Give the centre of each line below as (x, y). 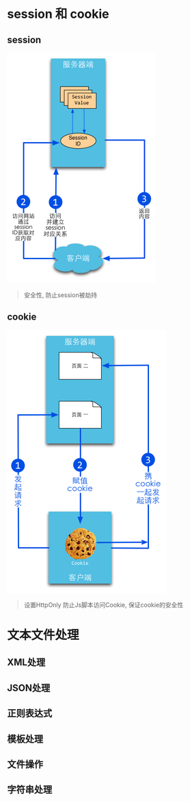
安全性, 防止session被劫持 (60, 295)
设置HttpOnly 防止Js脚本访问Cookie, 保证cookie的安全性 (104, 605)
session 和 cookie (58, 14)
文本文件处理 (43, 635)
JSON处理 (29, 688)
